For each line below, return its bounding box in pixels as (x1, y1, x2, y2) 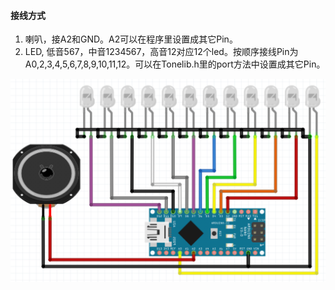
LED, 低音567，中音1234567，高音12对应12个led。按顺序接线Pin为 (24, 46, 299, 58)
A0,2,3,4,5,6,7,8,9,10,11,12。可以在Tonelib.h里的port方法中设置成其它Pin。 (24, 58, 326, 70)
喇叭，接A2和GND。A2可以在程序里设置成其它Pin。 (24, 33, 238, 45)
